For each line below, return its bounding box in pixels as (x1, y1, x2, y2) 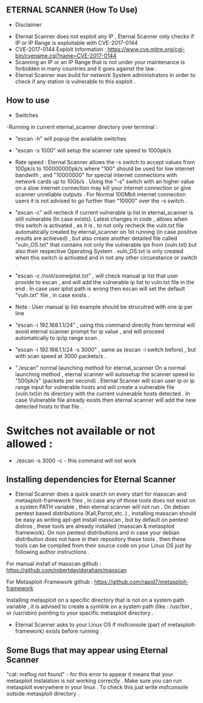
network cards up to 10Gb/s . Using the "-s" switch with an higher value (15, 178, 195, 185)
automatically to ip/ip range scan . (15, 334, 100, 341)
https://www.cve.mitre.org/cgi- (107, 45, 185, 53)
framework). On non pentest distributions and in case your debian (15, 529, 180, 536)
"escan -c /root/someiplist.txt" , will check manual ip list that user (15, 272, 179, 279)
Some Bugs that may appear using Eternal (6, 645, 168, 655)
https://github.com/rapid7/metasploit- (93, 578, 189, 585)
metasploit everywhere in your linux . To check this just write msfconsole (6, 684, 188, 691)
